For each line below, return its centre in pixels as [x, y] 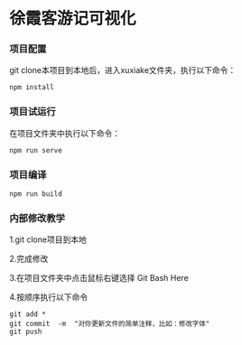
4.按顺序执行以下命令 [49, 297]
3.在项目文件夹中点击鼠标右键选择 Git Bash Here [99, 278]
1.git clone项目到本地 [48, 239]
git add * [28, 314]
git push [26, 332]
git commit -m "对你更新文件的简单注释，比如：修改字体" [110, 324]
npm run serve [36, 150]
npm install [32, 88]
